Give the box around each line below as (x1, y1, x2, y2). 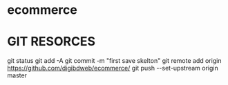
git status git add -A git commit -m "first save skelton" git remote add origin (7, 57, 222, 65)
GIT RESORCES (7, 34, 95, 50)
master (7, 71, 28, 79)
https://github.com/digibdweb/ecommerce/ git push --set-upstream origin (7, 64, 219, 73)
